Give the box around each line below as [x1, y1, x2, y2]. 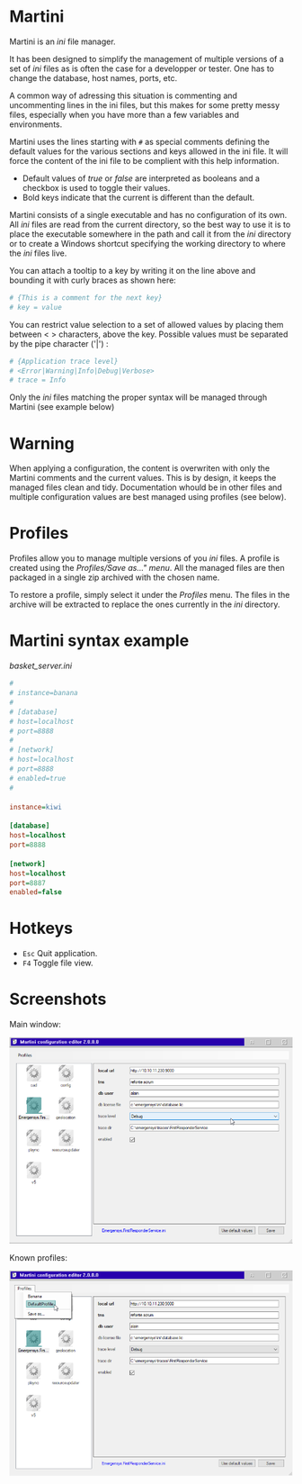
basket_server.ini [9, 660, 73, 672]
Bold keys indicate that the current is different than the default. [22, 192, 254, 203]
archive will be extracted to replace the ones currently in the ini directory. [9, 599, 280, 610]
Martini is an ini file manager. [9, 36, 116, 47]
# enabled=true [9, 774, 67, 783]
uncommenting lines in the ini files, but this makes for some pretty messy [9, 99, 280, 110]
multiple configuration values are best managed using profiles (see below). [9, 492, 287, 502]
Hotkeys [9, 918, 74, 938]
